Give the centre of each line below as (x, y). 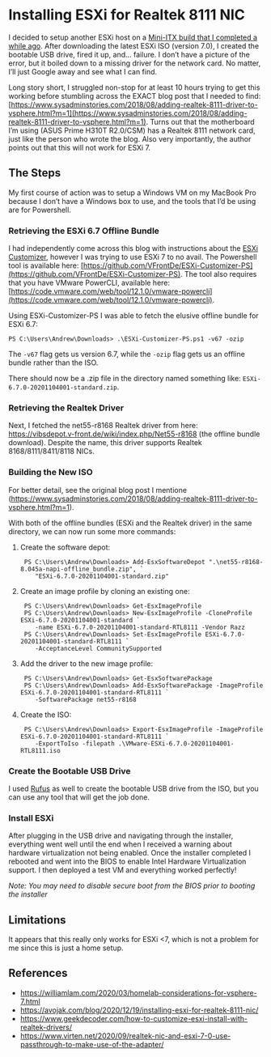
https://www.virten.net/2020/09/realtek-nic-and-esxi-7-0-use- (125, 1036)
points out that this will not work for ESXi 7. (80, 147)
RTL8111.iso (40, 750)
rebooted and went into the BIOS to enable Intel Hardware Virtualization (127, 862)
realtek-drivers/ (46, 1027)
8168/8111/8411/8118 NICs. (52, 452)
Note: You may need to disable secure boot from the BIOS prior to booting (132, 886)
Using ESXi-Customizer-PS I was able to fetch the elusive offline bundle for (133, 316)
